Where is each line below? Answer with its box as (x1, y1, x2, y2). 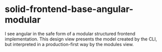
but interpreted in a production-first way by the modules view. (5, 41, 134, 47)
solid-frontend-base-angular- (5, 3, 134, 15)
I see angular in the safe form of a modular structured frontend (5, 30, 136, 36)
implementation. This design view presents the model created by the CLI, (5, 36, 157, 42)
